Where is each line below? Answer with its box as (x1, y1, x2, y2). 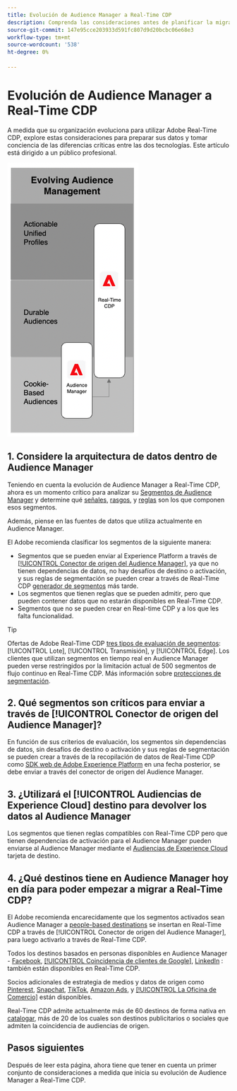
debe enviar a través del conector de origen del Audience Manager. (7, 767, 204, 777)
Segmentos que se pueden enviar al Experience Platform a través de (17, 551, 217, 560)
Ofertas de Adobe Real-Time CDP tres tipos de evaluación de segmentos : (7, 639, 221, 647)
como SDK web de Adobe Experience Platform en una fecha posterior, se (7, 760, 221, 769)
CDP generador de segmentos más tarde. (17, 582, 139, 590)
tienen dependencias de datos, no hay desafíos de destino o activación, (17, 566, 227, 575)
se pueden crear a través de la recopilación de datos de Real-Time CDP (7, 753, 215, 761)
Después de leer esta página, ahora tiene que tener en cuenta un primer (7, 1061, 217, 1069)
